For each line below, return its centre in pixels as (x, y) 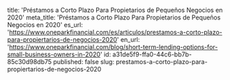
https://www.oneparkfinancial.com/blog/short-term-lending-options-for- (114, 47)
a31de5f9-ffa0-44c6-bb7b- (152, 54)
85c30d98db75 (30, 62)
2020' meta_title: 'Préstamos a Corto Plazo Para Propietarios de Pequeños (114, 17)
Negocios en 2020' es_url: (45, 25)
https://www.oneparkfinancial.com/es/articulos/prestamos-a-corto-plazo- (116, 32)
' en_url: (128, 40)
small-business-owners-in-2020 (54, 54)
